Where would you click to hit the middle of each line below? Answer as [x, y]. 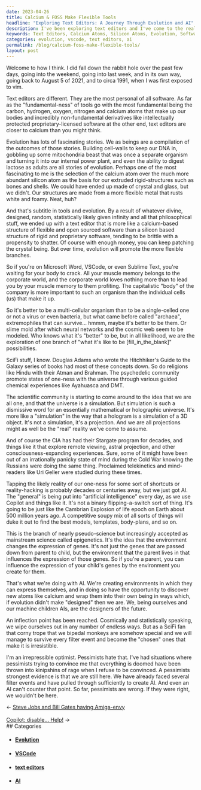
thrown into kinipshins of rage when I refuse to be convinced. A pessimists [98, 670]
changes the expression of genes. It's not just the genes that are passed [95, 546]
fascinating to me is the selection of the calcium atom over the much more [98, 174]
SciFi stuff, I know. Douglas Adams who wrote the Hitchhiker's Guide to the [98, 360]
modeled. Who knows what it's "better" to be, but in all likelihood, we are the [100, 335]
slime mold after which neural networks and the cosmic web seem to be [95, 329]
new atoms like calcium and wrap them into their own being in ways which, [98, 595]
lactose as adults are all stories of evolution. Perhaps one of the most [92, 167]
